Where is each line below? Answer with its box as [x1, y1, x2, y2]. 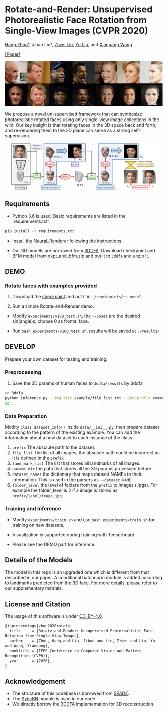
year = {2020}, [9, 659, 52, 664]
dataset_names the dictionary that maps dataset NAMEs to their [12, 471, 142, 478]
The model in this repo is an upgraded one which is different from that [5, 569, 149, 575]
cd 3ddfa [5, 390, 23, 395]
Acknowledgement [5, 677, 66, 686]
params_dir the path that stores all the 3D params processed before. [12, 466, 153, 472]
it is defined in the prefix [12, 455, 64, 461]
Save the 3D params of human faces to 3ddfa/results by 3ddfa [12, 380, 143, 386]
